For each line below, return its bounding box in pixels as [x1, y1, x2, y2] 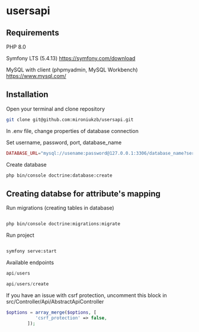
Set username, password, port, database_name [6, 139, 122, 146]
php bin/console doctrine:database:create [6, 172, 113, 178]
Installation [6, 90, 49, 100]
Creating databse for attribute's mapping [6, 188, 161, 198]
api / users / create [6, 281, 49, 287]
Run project [6, 232, 34, 239]
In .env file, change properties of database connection [6, 127, 139, 134]
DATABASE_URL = [6, 150, 41, 156]
